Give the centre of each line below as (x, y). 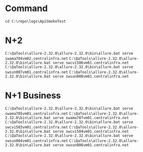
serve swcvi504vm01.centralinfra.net (91, 131)
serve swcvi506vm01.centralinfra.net (91, 63)
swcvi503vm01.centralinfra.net (37, 127)
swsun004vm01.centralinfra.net (37, 141)
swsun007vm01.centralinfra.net (37, 72)
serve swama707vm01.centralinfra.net (91, 118)
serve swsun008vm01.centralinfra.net (91, 76)
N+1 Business (33, 96)
